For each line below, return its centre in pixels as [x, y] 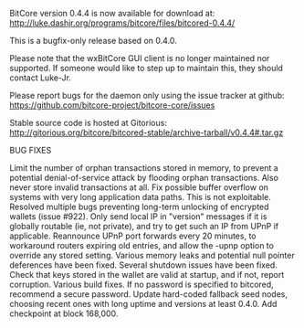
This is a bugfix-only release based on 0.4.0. [94, 41]
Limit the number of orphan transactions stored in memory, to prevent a [144, 168]
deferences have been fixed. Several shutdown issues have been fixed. [144, 265]
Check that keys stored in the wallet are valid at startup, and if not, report [147, 275]
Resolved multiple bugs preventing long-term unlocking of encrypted [139, 206]
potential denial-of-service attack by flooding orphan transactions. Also [144, 178]
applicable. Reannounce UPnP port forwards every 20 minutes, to [133, 236]
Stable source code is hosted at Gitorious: [88, 123]
